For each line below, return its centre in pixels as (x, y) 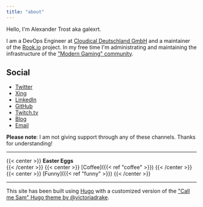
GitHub (24, 106)
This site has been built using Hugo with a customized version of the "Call (98, 191)
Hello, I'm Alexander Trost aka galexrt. (54, 29)
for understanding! (29, 144)
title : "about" (25, 12)
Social (18, 73)
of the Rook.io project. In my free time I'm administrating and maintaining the (101, 47)
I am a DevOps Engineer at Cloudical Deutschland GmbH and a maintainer (98, 40)
